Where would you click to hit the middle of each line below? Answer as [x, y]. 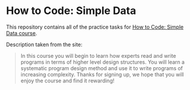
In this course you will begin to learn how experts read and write [98, 56]
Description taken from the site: [44, 44]
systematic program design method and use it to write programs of [102, 68]
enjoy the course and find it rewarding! [67, 81]
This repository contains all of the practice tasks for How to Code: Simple [95, 27]
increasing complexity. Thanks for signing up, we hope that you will [102, 74]
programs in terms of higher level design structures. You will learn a [103, 62]
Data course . [21, 33]
